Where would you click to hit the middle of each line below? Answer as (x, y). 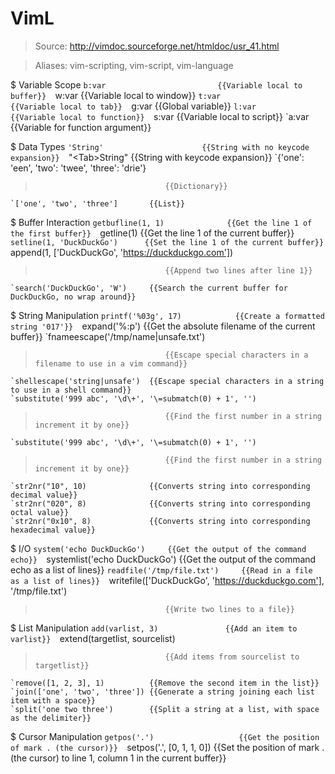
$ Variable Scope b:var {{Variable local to (156, 84)
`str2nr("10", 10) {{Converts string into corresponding (160, 486)
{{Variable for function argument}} (81, 127)
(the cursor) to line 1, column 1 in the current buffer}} (118, 758)
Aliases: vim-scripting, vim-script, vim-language (134, 65)
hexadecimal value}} (53, 530)
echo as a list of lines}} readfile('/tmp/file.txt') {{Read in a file (161, 569)
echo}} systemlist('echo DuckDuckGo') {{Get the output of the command (163, 559)
